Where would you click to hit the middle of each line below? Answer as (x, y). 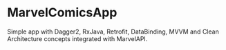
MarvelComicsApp (62, 13)
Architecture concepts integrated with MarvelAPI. (77, 38)
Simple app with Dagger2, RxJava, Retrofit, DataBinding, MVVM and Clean (113, 32)
